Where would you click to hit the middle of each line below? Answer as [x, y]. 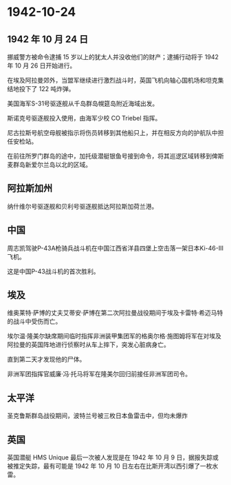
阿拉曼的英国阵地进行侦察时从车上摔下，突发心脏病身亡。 [88, 344]
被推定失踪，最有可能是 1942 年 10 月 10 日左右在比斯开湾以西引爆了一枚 [110, 466]
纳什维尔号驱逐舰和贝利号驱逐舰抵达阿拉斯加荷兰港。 [82, 206]
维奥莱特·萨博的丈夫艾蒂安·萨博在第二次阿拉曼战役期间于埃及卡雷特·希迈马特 [115, 313]
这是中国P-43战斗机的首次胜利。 [53, 271]
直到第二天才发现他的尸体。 [46, 360]
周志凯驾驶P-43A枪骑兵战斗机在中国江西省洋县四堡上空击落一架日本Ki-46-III [115, 248]
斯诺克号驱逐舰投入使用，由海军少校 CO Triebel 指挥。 [84, 118]
